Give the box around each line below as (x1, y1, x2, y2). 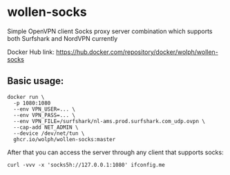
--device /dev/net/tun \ (13, 129, 85, 137)
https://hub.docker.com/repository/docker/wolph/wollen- (56, 48, 219, 56)
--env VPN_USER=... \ (13, 105, 76, 113)
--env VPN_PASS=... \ (13, 111, 76, 118)
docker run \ (7, 93, 45, 100)
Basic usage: (7, 75, 64, 87)
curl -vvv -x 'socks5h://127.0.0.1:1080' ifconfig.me (7, 161, 166, 168)
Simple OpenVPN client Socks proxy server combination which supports (7, 27, 213, 35)
